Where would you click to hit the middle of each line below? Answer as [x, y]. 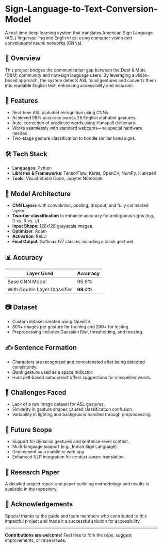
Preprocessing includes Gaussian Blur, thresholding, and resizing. [78, 332]
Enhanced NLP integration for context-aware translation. [68, 457]
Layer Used [40, 274]
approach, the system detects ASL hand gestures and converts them [87, 80]
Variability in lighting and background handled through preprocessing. [82, 415]
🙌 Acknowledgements [39, 504]
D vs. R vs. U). [26, 221]
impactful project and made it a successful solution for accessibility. [73, 521]
